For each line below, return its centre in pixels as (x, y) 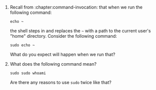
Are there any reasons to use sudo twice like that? (61, 82)
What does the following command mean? (53, 64)
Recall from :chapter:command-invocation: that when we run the (76, 7)
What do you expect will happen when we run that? (63, 54)
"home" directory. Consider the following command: (63, 36)
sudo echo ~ (22, 45)
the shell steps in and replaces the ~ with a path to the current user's (80, 31)
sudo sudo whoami (28, 73)
